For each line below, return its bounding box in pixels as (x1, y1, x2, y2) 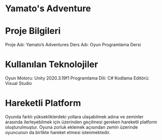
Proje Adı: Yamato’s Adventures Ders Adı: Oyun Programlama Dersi (5, 42, 141, 48)
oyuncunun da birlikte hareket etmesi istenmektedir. (5, 130, 111, 135)
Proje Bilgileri (5, 26, 61, 37)
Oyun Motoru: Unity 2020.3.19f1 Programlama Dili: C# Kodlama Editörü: (5, 75, 150, 81)
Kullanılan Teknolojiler (5, 59, 98, 70)
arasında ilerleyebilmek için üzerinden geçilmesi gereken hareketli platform (5, 119, 157, 125)
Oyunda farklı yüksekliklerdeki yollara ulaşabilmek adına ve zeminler (5, 114, 144, 119)
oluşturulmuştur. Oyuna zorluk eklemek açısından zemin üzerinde (5, 124, 138, 130)
